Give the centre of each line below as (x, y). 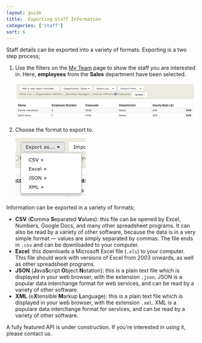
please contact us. (29, 334)
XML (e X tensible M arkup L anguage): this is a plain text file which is (99, 297)
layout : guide (24, 13)
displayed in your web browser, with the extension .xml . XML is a (96, 303)
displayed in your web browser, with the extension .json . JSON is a (99, 277)
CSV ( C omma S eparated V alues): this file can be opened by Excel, (98, 219)
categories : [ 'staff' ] (35, 25)
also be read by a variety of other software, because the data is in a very (105, 232)
